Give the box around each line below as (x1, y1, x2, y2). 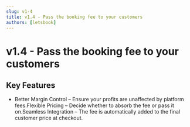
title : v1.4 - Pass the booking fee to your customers (6, 14, 143, 20)
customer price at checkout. (14, 115, 83, 122)
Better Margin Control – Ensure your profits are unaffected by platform (14, 96, 184, 103)
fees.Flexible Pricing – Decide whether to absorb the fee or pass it (14, 102, 175, 109)
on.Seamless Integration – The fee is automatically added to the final (14, 108, 181, 115)
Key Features (6, 80, 56, 90)
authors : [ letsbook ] (6, 19, 57, 25)
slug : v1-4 (6, 8, 33, 15)
